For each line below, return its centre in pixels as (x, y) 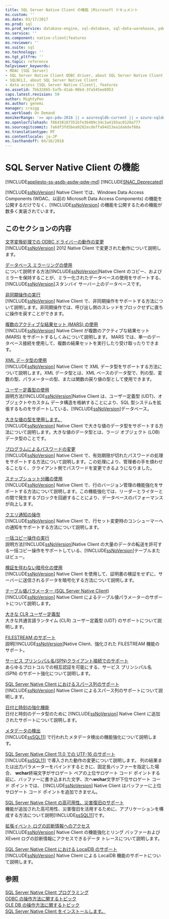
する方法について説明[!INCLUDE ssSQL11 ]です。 (58, 815)
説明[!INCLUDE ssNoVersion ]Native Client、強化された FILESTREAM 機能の (82, 644)
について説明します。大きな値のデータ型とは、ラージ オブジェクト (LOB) (84, 432)
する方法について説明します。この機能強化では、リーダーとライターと (91, 491)
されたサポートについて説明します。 (43, 720)
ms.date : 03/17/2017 (27, 19)
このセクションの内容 (38, 229)
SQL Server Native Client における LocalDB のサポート (61, 849)
